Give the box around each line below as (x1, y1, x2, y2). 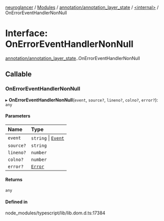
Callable (5, 70, 32, 78)
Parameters (5, 113, 30, 119)
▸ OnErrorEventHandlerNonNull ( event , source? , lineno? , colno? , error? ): (5, 97, 158, 103)
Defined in (5, 199, 28, 205)
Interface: (5, 27, 48, 39)
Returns (5, 177, 23, 183)
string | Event (31, 134, 64, 142)
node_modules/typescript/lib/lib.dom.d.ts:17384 (5, 210, 106, 216)
